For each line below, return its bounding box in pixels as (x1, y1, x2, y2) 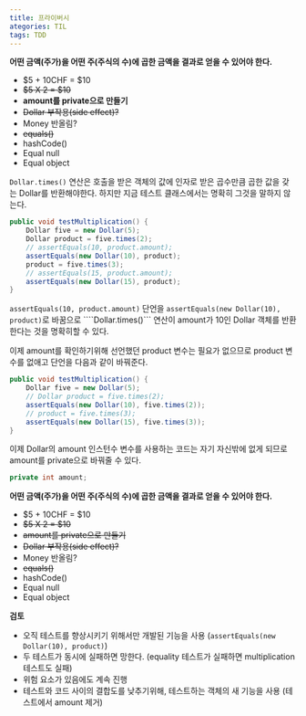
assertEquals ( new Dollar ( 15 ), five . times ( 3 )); (25, 417, 206, 426)
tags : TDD (9, 30, 47, 39)
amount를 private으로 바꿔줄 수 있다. (9, 455, 141, 466)
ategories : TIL (9, 22, 67, 31)
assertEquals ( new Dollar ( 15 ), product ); (25, 277, 181, 286)
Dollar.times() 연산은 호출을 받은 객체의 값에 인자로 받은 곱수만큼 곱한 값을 (9, 176, 280, 187)
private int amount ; (9, 473, 88, 482)
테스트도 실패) (22, 663, 73, 674)
